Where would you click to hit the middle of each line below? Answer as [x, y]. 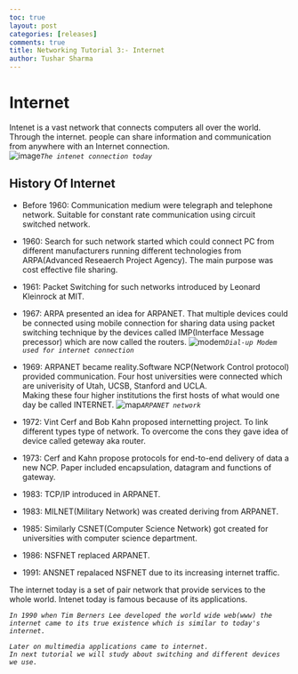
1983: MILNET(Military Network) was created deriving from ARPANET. [150, 511]
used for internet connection [78, 350]
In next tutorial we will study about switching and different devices [145, 654]
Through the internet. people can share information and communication [140, 136]
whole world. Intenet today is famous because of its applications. [128, 599]
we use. [24, 662]
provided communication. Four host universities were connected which [152, 376]
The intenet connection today [97, 156]
